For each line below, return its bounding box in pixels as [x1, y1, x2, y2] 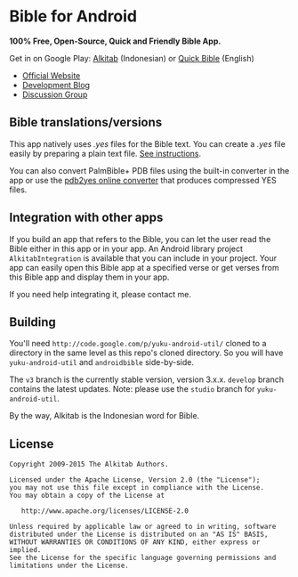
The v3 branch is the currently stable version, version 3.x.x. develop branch [9, 374, 285, 385]
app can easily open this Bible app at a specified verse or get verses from [9, 262, 279, 272]
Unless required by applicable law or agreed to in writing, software [9, 523, 277, 532]
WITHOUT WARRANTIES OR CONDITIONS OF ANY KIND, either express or [9, 538, 261, 547]
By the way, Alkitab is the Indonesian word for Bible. [9, 410, 200, 421]
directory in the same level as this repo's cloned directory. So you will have [9, 347, 284, 358]
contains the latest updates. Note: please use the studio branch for [9, 384, 255, 394]
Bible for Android [9, 6, 138, 27]
